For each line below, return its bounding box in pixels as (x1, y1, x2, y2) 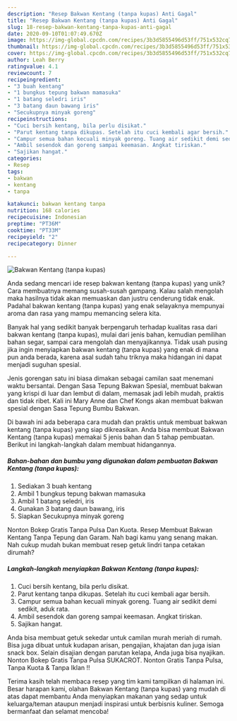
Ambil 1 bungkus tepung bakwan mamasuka (17, 489, 146, 498)
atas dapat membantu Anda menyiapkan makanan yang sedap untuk (7, 692, 207, 701)
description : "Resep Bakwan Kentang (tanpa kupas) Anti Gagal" (7, 10, 197, 18)
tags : (7, 168, 23, 175)
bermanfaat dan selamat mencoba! (7, 708, 109, 716)
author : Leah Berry (7, 57, 65, 64)
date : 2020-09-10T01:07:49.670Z (7, 30, 102, 37)
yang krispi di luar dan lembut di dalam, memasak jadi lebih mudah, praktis (7, 389, 224, 398)
